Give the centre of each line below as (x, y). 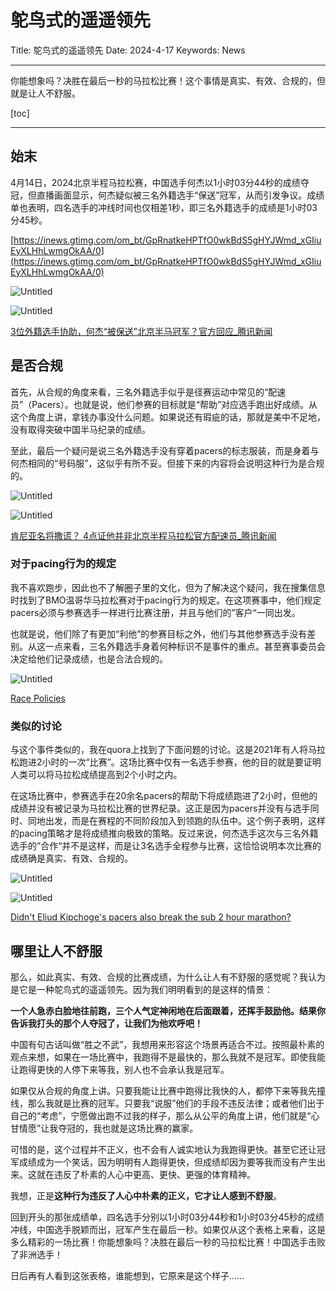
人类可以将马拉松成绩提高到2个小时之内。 (96, 775)
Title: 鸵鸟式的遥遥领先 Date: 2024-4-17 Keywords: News (128, 50)
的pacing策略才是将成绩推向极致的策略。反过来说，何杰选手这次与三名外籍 (164, 833)
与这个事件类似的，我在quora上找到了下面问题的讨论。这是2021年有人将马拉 (168, 750)
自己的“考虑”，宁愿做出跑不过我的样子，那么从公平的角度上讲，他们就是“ (161, 1115)
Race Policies (38, 698)
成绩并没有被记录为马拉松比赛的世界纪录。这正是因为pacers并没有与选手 (160, 808)
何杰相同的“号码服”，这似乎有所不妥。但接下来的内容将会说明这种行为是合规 (167, 463)
